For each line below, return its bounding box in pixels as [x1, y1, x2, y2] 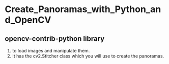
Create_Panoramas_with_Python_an [5, 4, 161, 15]
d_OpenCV [5, 14, 51, 26]
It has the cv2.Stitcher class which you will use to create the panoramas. [12, 53, 164, 59]
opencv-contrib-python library [5, 34, 105, 43]
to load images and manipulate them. [12, 48, 90, 53]
